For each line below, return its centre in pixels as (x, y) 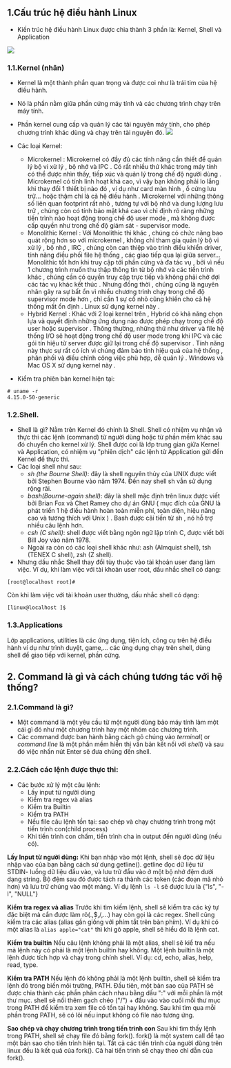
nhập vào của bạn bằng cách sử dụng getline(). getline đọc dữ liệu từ (105, 864)
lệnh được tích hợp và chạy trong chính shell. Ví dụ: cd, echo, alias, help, (110, 957)
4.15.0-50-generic (33, 398)
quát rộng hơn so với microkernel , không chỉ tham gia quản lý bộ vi (123, 240)
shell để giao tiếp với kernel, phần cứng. (64, 655)
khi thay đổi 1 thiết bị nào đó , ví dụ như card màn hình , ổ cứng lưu (122, 189)
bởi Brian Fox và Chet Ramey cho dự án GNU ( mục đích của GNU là (124, 503)
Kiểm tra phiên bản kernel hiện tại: (66, 379)
